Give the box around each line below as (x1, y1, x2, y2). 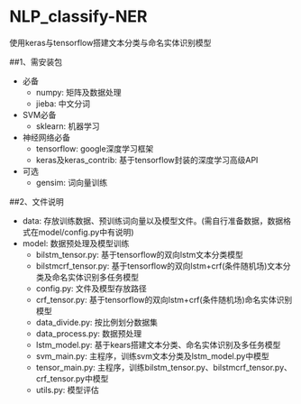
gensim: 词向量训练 (35, 177, 108, 188)
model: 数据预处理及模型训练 (22, 237, 130, 249)
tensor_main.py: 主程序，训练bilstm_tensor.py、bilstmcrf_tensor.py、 (35, 362, 293, 372)
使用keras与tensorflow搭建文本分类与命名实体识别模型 (9, 37, 212, 48)
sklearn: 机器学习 (35, 120, 100, 132)
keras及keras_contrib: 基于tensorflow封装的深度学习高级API (35, 154, 259, 165)
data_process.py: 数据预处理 (35, 327, 142, 339)
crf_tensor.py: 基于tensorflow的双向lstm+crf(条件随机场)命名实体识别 (35, 294, 293, 305)
